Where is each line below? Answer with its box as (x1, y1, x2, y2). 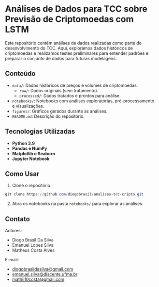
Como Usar (5, 170, 40, 178)
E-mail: (5, 257, 19, 263)
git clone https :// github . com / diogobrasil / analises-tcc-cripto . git (5, 192, 144, 197)
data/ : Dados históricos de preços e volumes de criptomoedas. (12, 82, 138, 88)
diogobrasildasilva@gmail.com (12, 266, 73, 272)
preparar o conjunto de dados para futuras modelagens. (5, 55, 117, 61)
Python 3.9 (12, 140, 35, 146)
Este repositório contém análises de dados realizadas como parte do (5, 40, 142, 46)
